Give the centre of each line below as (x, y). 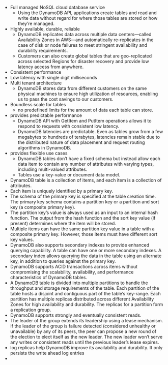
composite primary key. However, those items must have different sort (84, 234)
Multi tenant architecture (36, 83)
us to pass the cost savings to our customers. (65, 99)
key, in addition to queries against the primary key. (63, 261)
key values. (22, 239)
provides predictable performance (46, 115)
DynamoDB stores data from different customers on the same (82, 88)
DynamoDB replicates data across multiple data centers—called (85, 34)
